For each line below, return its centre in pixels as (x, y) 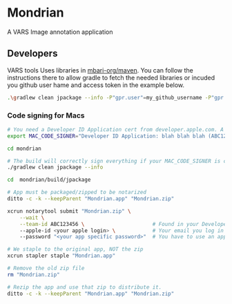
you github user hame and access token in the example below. (96, 85)
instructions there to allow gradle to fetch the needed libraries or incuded (111, 77)
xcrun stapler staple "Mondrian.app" (61, 256)
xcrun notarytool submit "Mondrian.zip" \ (69, 211)
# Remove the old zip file (46, 268)
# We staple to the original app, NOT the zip (75, 249)
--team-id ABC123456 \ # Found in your (109, 224)
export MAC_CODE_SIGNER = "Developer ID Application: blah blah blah (106, 136)
